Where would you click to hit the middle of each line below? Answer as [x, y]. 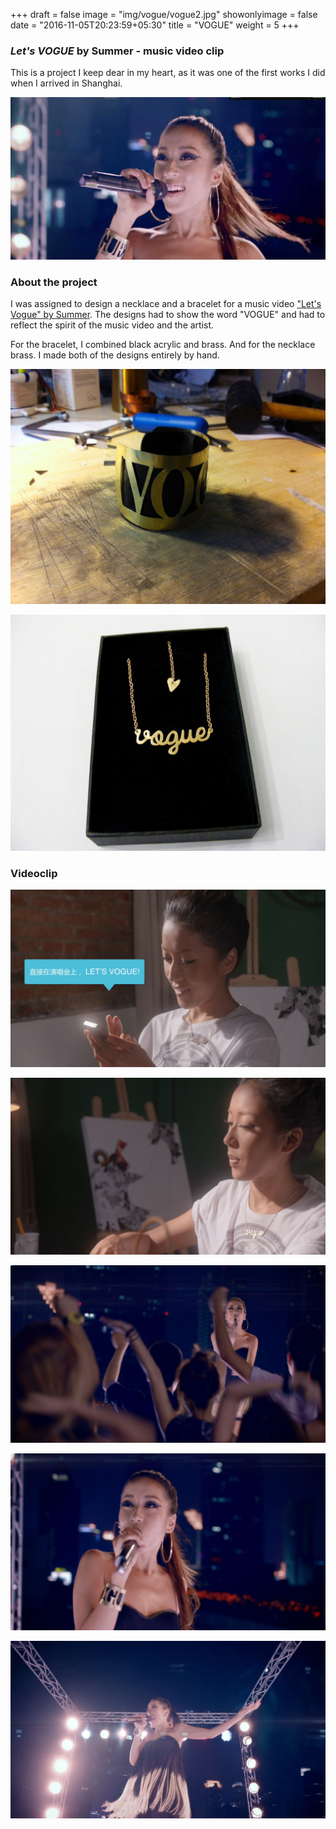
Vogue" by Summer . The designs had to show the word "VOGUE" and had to [168, 314]
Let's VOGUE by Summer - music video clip [117, 51]
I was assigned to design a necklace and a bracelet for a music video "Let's [166, 303]
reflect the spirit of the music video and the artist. [112, 325]
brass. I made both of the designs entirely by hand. [115, 355]
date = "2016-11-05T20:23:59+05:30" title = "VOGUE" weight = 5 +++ [155, 25]
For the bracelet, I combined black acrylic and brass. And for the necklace [163, 344]
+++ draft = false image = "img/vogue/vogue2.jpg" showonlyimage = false [164, 14]
